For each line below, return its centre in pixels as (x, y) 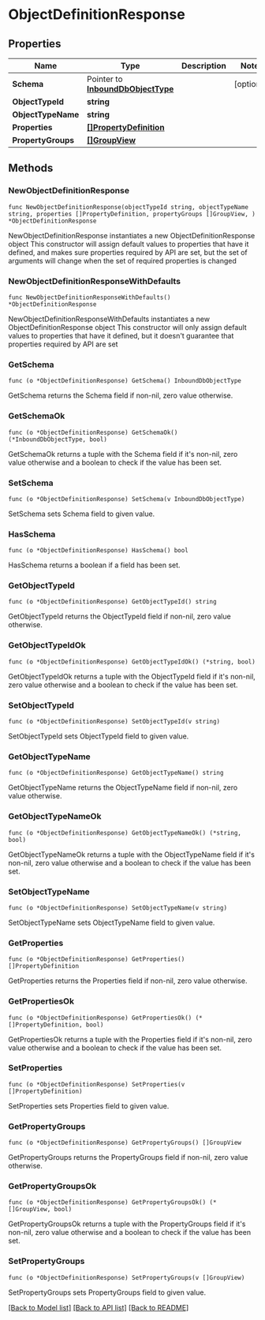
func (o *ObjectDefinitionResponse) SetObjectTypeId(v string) (114, 722)
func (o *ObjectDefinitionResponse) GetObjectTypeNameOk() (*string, (125, 833)
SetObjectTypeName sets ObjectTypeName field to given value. (112, 922)
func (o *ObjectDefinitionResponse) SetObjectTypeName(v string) (118, 908)
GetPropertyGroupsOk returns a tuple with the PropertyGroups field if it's (127, 1224)
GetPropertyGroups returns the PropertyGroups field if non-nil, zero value (128, 1157)
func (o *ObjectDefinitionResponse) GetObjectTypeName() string (116, 773)
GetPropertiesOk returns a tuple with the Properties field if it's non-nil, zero (130, 1039)
